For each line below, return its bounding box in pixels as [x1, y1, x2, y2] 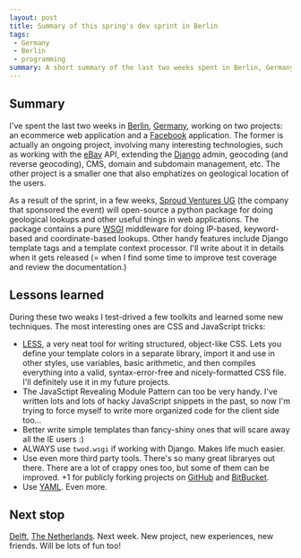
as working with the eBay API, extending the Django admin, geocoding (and [9, 149, 288, 160]
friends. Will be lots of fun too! [9, 540, 121, 552]
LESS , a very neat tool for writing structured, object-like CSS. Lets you [21, 338, 282, 349]
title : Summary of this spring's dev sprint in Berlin [9, 22, 219, 31]
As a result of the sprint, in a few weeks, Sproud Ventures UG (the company [9, 195, 289, 205]
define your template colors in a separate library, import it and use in [21, 347, 275, 359]
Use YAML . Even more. [21, 481, 107, 492]
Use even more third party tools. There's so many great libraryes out [21, 452, 276, 463]
